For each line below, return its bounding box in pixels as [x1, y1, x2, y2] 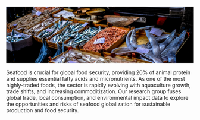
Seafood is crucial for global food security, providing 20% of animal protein [6, 69, 191, 76]
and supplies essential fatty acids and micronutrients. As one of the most [6, 75, 186, 82]
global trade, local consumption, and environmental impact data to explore [6, 94, 189, 101]
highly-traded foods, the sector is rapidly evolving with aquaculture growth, [6, 81, 191, 89]
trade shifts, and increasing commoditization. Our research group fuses [6, 87, 182, 95]
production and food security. [6, 106, 79, 113]
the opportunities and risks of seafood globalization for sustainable [6, 100, 171, 108]
